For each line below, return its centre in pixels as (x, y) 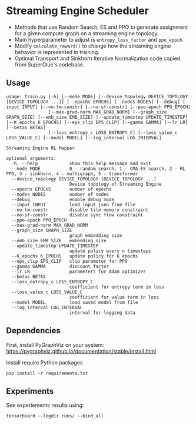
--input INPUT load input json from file (73, 205)
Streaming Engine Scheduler (77, 11)
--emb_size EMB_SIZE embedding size (59, 240)
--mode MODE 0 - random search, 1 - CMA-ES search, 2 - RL (98, 169)
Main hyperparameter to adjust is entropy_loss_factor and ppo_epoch (98, 39)
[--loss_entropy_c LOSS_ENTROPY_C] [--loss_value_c (113, 133)
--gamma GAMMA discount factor (60, 266)
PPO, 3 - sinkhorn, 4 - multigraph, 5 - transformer (72, 174)
